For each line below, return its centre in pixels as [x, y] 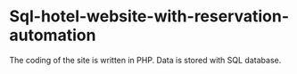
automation [53, 35]
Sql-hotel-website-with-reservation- [149, 16]
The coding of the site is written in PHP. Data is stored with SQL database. [145, 60]
